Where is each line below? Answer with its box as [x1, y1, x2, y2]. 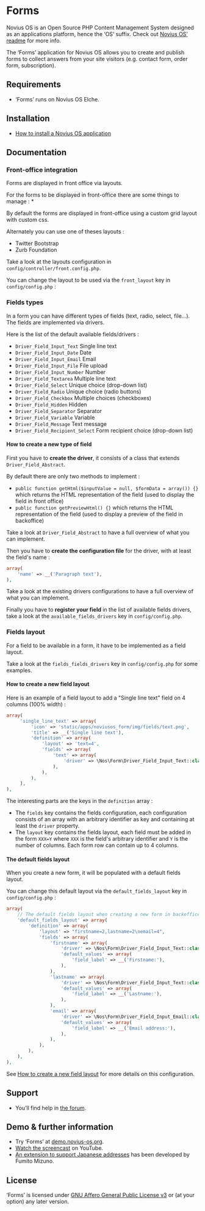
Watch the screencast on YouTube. [15, 1144, 104, 1152]
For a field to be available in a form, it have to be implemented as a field [6, 642, 186, 649]
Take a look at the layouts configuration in [6, 258, 112, 266]
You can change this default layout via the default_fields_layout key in [6, 887, 187, 895]
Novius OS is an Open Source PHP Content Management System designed [6, 24, 194, 31]
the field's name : [6, 554, 50, 561]
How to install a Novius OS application [15, 130, 112, 137]
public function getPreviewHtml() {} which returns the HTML [15, 503, 174, 511]
